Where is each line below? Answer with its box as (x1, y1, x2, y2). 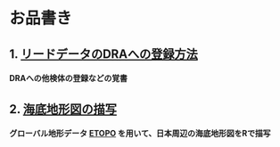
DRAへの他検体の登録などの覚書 (9, 73, 128, 84)
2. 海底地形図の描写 (9, 102, 118, 117)
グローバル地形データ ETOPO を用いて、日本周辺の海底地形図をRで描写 (9, 128, 271, 139)
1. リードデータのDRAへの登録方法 (9, 46, 199, 61)
